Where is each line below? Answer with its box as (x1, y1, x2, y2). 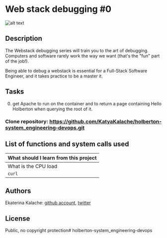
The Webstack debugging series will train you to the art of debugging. (5, 47, 149, 53)
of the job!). (5, 58, 29, 64)
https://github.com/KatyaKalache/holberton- (49, 118, 162, 125)
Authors (5, 186, 31, 195)
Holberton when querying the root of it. (12, 106, 93, 112)
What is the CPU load (7, 163, 58, 170)
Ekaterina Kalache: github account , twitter (5, 200, 91, 206)
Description (5, 34, 42, 43)
